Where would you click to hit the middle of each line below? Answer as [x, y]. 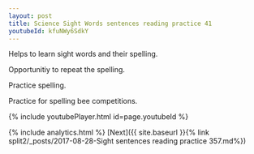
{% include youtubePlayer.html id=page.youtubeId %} [99, 117]
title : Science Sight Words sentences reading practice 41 [110, 24]
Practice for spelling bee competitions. [73, 101]
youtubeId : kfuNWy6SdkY [49, 31]
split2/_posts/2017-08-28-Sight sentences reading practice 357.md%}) [127, 141]
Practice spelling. [37, 85]
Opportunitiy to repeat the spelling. [67, 70]
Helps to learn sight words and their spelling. [83, 54]
